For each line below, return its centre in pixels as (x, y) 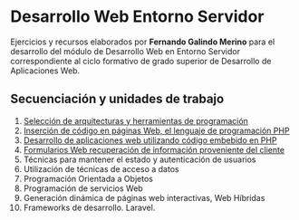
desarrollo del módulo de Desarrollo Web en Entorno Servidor (125, 51)
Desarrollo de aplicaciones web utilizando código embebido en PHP (150, 140)
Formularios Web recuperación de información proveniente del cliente (154, 149)
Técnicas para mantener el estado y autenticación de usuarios (140, 159)
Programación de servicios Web (83, 188)
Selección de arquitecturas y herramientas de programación (135, 120)
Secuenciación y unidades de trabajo (117, 99)
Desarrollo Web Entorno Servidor (137, 17)
